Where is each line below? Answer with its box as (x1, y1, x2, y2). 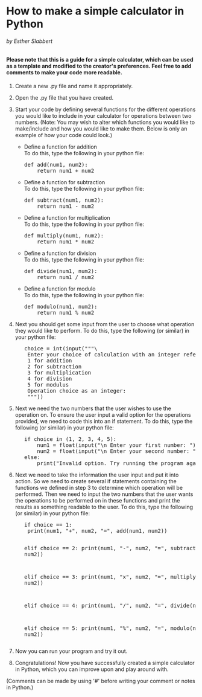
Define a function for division (24, 249, 96, 257)
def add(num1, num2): (24, 161, 89, 168)
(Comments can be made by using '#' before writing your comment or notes (6, 678, 195, 684)
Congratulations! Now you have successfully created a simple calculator (14, 660, 195, 666)
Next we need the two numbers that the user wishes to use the (14, 405, 172, 412)
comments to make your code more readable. (6, 69, 122, 76)
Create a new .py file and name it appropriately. (14, 83, 133, 89)
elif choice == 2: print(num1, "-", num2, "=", (24, 545, 168, 551)
